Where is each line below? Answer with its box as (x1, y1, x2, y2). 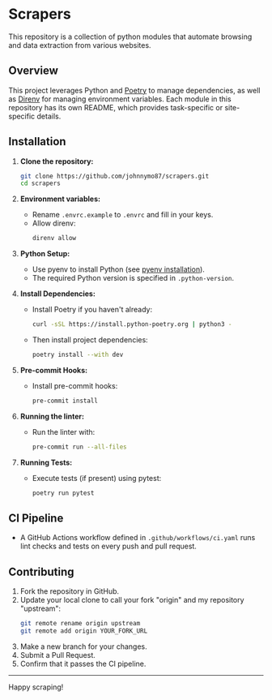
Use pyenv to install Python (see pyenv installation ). (32, 264, 205, 274)
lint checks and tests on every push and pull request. (19, 541, 197, 552)
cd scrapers (19, 179, 61, 187)
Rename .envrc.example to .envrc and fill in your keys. (32, 210, 214, 220)
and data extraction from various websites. (8, 40, 151, 49)
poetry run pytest (32, 488, 95, 497)
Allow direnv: (32, 218, 76, 228)
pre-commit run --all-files (32, 443, 127, 451)
